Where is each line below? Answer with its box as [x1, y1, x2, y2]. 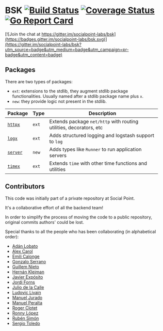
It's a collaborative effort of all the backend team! [5, 205, 103, 210]
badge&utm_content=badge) [5, 51, 63, 58]
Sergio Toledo [12, 320, 40, 326]
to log [49, 138, 63, 145]
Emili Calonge [12, 253, 40, 259]
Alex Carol [12, 248, 33, 254]
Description [88, 110, 116, 116]
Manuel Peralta [12, 299, 43, 305]
